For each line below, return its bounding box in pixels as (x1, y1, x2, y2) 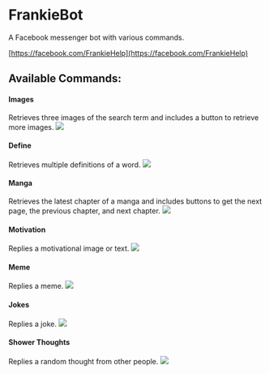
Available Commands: (8, 71, 122, 86)
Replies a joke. (8, 319, 57, 329)
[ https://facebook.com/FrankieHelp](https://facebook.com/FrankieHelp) (8, 48, 249, 58)
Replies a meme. (8, 282, 64, 291)
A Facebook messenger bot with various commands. (8, 32, 185, 42)
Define (8, 140, 32, 151)
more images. (8, 122, 54, 131)
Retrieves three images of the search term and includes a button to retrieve (8, 112, 259, 123)
